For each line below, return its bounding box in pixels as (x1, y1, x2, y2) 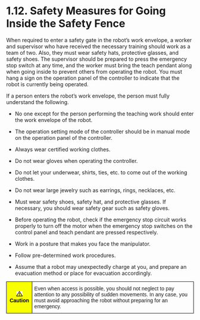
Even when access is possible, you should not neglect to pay (34, 285, 174, 292)
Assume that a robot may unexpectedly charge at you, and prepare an (14, 263, 187, 270)
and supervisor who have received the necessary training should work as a (6, 43, 190, 50)
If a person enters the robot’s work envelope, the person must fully (6, 92, 170, 99)
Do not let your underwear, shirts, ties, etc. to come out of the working (14, 168, 187, 176)
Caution (10, 297, 30, 304)
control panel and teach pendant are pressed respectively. (14, 228, 158, 236)
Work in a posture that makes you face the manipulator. (14, 240, 151, 247)
